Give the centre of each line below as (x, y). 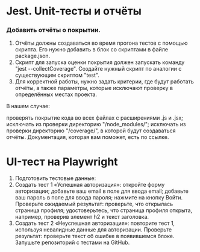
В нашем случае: (28, 106)
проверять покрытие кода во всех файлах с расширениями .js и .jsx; (95, 118)
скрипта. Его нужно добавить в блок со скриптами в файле (92, 50)
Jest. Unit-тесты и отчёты (74, 11)
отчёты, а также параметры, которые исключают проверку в (94, 88)
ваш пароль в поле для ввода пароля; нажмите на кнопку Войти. (99, 198)
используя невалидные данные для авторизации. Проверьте (93, 230)
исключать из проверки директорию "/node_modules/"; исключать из (96, 124)
